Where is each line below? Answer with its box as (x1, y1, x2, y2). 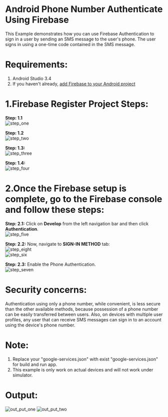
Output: (5, 389, 38, 401)
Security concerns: (5, 284, 87, 295)
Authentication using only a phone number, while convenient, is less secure (5, 300, 161, 306)
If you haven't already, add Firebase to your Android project (12, 81, 135, 87)
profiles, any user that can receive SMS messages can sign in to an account (5, 316, 161, 322)
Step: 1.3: (5, 145, 25, 151)
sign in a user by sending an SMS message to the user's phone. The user (5, 36, 156, 42)
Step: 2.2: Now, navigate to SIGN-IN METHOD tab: (5, 241, 110, 247)
